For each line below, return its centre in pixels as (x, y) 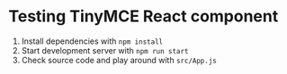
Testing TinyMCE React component (143, 16)
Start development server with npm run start (105, 50)
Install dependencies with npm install (92, 41)
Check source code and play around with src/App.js (119, 60)
